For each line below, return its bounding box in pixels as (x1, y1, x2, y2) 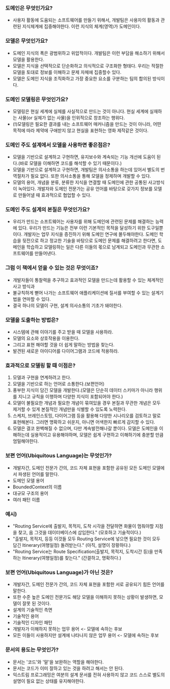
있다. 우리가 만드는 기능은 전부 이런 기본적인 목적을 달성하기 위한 (18, 225, 146, 231)
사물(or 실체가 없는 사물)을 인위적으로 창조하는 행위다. (18, 115, 125, 121)
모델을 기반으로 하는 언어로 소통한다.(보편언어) (12, 381, 105, 387)
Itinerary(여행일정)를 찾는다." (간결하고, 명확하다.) (22, 555, 122, 561)
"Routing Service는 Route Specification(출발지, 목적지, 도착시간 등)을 (12, 548, 154, 555)
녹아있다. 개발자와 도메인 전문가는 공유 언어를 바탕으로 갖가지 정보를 (18, 186, 153, 192)
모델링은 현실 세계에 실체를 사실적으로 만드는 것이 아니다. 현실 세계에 (12, 108, 149, 114)
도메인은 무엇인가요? (5, 4, 53, 11)
